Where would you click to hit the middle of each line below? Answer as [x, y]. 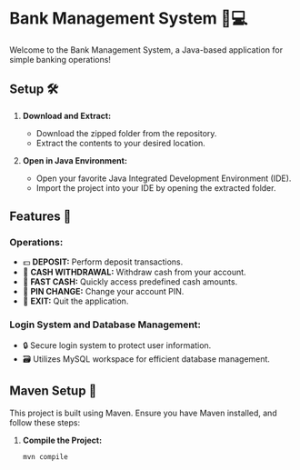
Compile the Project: [62, 440]
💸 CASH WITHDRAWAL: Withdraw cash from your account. [135, 272]
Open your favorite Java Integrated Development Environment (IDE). [164, 178]
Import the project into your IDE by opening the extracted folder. [156, 187]
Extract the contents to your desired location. [121, 143]
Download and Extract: [67, 115]
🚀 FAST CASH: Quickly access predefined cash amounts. [130, 282]
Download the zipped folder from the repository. [126, 133]
